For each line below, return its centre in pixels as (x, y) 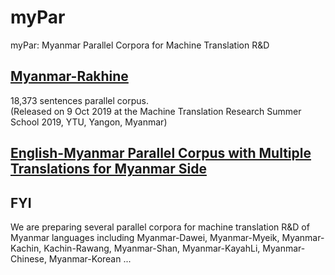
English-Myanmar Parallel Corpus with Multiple (161, 153)
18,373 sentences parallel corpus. (79, 100)
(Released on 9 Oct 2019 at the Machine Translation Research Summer (156, 111)
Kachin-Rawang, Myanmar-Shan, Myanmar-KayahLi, (152, 248)
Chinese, (28, 258)
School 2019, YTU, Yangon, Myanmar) (89, 122)
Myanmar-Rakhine (69, 76)
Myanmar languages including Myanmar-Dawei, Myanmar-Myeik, (145, 237)
